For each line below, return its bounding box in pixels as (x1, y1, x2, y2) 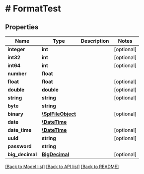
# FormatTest (5, 3, 61, 14)
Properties (5, 23, 39, 31)
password (7, 143, 32, 150)
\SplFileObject (41, 110, 76, 117)
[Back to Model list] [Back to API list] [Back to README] (5, 164, 119, 170)
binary (7, 110, 24, 117)
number (7, 70, 27, 77)
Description (80, 38, 109, 44)
